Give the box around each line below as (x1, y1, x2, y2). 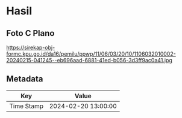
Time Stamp (9, 102, 44, 110)
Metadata (6, 74, 43, 84)
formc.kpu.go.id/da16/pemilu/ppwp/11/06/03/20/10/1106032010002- (6, 50, 176, 58)
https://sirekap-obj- (6, 44, 55, 51)
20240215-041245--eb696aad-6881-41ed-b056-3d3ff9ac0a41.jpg (6, 57, 173, 63)
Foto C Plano (6, 28, 55, 38)
